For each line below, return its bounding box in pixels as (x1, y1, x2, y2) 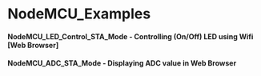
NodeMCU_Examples (7, 5, 151, 23)
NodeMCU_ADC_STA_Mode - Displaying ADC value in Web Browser (7, 58, 237, 68)
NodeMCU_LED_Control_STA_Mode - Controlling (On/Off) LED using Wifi (7, 31, 254, 41)
